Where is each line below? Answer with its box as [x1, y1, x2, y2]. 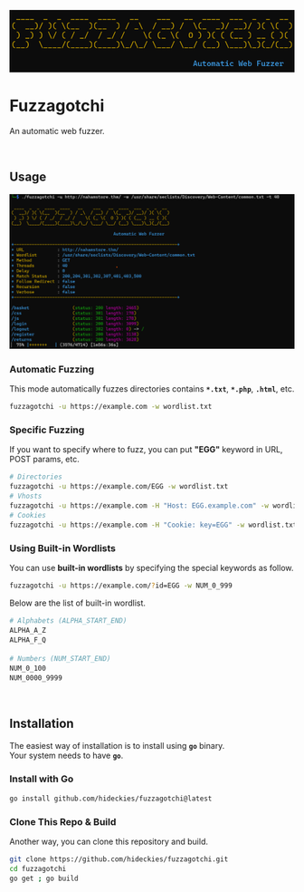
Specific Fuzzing [9, 423, 85, 436]
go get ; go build [9, 874, 79, 884]
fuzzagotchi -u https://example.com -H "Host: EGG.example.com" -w [9, 501, 270, 510]
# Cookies [9, 510, 47, 519]
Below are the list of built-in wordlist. [9, 597, 147, 608]
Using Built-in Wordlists [9, 541, 116, 554]
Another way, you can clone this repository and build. [9, 836, 208, 848]
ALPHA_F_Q [9, 635, 47, 645]
